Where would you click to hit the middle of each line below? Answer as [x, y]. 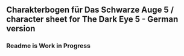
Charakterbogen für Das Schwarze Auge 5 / [90, 10]
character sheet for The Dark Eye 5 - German [92, 20]
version [21, 29]
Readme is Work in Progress [48, 46]
